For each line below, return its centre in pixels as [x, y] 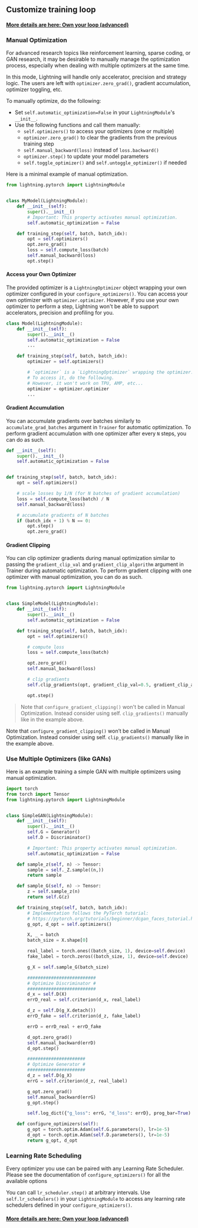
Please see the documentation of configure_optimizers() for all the [88, 1175]
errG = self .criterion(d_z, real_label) [77, 1081]
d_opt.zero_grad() [50, 1037]
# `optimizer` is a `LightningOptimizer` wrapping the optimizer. [110, 372]
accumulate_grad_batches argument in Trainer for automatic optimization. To [99, 427]
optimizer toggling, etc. [34, 90]
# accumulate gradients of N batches [63, 515]
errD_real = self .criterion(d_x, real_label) [84, 1000]
